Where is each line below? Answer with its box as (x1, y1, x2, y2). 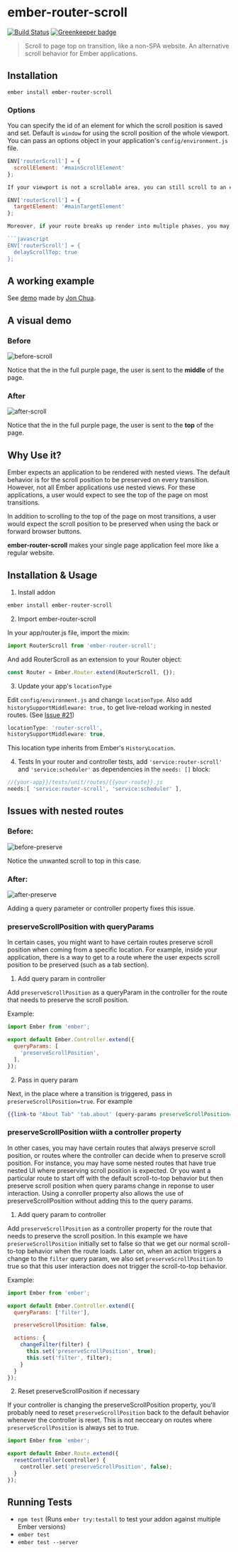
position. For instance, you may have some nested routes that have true (7, 1159, 217, 1167)
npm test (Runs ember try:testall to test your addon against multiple (17, 1515, 221, 1524)
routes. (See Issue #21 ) (7, 711, 75, 719)
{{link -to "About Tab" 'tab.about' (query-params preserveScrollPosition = (7, 1110, 233, 1117)
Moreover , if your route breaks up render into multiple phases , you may (7, 223, 230, 230)
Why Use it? (7, 449, 62, 461)
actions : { (13, 1334, 46, 1341)
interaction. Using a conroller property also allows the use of (7, 1189, 184, 1197)
